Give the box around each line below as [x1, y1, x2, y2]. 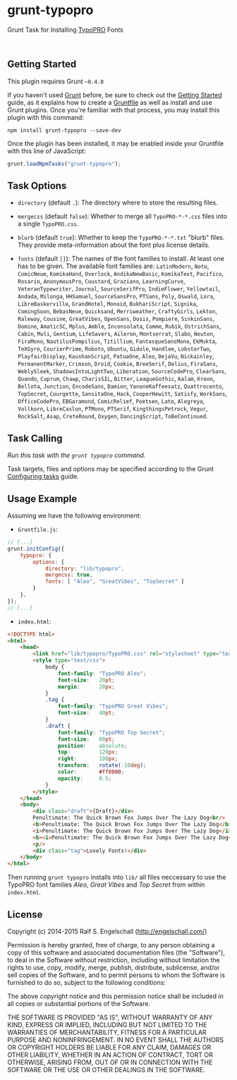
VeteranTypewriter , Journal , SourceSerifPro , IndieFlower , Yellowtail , [17, 284, 221, 293]
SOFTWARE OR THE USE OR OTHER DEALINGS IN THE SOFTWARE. [7, 1066, 205, 1074]
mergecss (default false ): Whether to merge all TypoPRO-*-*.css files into [17, 212, 228, 221]
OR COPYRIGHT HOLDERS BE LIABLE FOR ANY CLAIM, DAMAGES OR [7, 1043, 212, 1051]
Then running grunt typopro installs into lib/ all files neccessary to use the [7, 873, 226, 882]
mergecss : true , [44, 571, 93, 578]
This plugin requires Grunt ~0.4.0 [7, 77, 104, 85]
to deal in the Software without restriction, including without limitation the [7, 956, 220, 964]
